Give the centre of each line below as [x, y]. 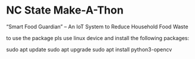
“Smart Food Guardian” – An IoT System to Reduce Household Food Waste [97, 27]
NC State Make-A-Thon [65, 10]
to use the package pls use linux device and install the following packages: [97, 38]
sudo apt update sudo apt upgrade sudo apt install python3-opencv [89, 49]
